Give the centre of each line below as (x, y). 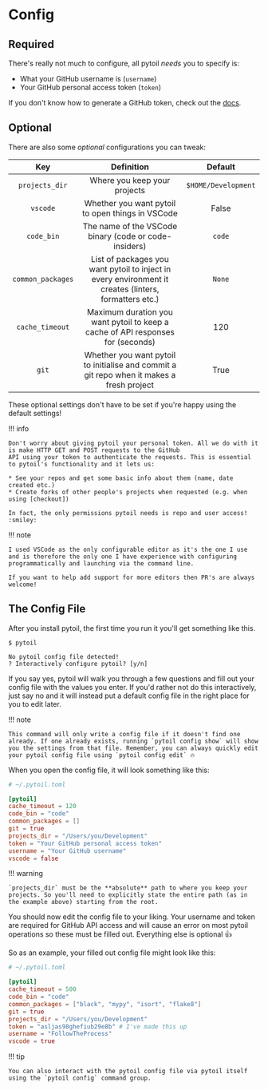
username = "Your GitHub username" (67, 851)
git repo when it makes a (130, 375)
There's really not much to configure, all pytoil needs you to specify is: (124, 63)
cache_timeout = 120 (43, 807)
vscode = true (32, 1041)
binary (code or (116, 236)
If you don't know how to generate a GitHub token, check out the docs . (125, 103)
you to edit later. (35, 704)
